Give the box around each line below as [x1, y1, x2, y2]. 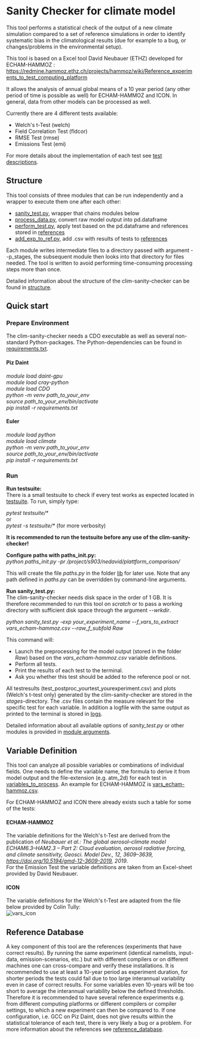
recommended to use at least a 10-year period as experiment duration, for [6, 969, 188, 976]
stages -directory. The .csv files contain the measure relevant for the [6, 697, 174, 705]
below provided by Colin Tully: [6, 903, 81, 910]
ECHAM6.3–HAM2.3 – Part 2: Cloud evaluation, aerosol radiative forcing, [6, 845, 186, 852]
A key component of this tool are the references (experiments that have [6, 943, 182, 950]
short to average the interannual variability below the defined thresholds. [6, 988, 185, 995]
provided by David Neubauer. [6, 870, 79, 878]
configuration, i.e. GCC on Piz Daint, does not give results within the [6, 1013, 173, 1020]
